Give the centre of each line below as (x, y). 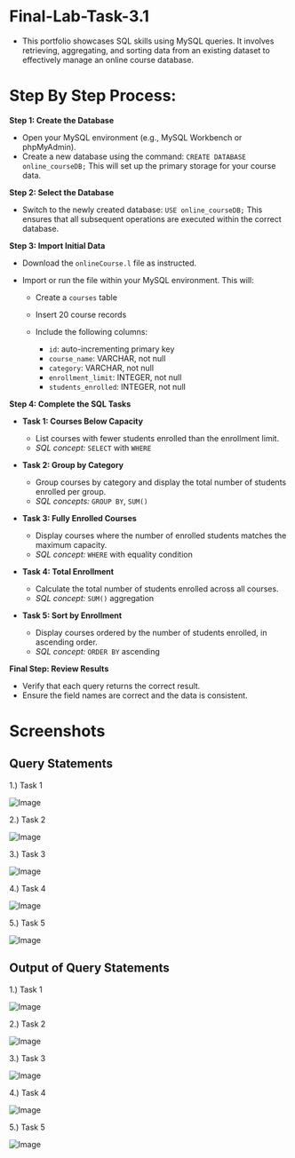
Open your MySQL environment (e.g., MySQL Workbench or (132, 137)
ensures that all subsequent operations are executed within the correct (151, 218)
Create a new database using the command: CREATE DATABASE (134, 156)
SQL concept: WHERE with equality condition (114, 554)
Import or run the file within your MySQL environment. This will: (138, 280)
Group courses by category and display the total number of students (161, 482)
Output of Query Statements (90, 968)
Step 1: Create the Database (61, 120)
